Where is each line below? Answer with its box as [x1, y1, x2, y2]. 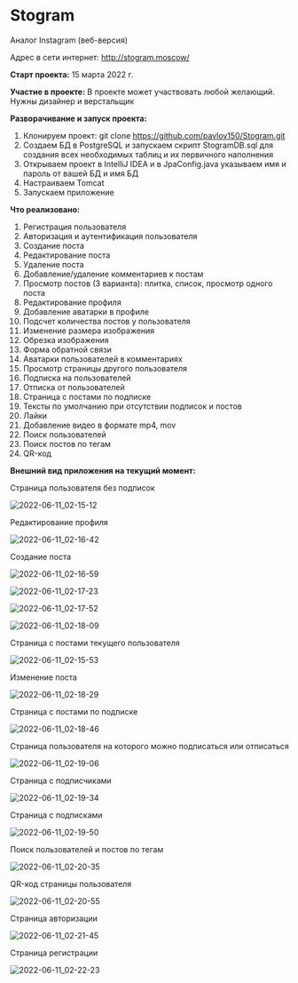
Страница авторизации [10, 913, 98, 923]
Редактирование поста [22, 250, 111, 260]
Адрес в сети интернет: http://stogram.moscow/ [10, 52, 190, 62]
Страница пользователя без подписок [10, 482, 156, 493]
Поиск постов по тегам [22, 438, 112, 449]
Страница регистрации [10, 947, 98, 958]
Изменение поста [10, 672, 78, 683]
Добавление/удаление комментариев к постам [22, 268, 204, 279]
